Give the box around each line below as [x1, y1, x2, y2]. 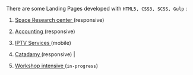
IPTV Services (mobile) [14, 40, 71, 46]
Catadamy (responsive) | [14, 51, 75, 58]
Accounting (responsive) [14, 28, 75, 35]
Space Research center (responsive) [14, 17, 105, 23]
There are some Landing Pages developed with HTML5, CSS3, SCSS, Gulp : [6, 5, 187, 12]
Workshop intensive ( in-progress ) [14, 62, 99, 69]
